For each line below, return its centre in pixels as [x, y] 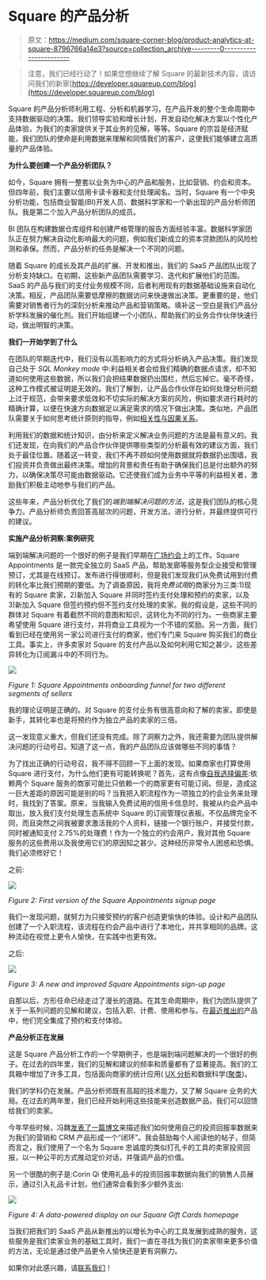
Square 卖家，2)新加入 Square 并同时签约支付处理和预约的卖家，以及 [137, 594]
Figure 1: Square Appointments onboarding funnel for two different [117, 685]
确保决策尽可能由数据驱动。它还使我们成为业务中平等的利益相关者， [140, 475]
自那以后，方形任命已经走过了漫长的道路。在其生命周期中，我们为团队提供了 [133, 1000]
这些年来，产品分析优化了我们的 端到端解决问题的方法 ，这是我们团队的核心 [129, 502]
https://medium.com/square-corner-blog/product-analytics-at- [152, 40]
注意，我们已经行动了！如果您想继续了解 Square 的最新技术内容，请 [138, 73]
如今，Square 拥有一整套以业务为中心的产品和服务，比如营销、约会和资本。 [132, 182]
